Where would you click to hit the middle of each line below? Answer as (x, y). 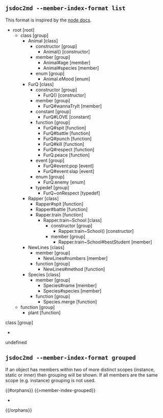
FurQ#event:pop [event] (68, 166)
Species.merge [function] (70, 301)
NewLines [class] (46, 247)
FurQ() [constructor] (64, 95)
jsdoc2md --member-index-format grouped (71, 358)
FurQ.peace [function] (66, 155)
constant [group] (53, 111)
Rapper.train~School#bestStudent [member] (105, 242)
